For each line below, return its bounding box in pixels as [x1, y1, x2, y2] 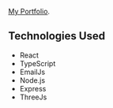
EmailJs [19, 67, 46, 76]
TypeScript [19, 58, 56, 68]
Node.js [19, 75, 46, 85]
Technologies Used [8, 29, 105, 43]
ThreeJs [19, 92, 47, 102]
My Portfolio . [8, 7, 50, 16]
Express [19, 84, 47, 93]
